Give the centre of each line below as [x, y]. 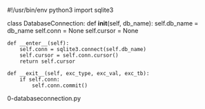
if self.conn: [40, 79]
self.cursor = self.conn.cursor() [69, 55]
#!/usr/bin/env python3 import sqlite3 [60, 10]
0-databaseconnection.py [44, 98]
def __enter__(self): [38, 43]
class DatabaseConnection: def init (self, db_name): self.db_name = [103, 23]
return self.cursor [48, 61]
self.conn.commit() [60, 86]
